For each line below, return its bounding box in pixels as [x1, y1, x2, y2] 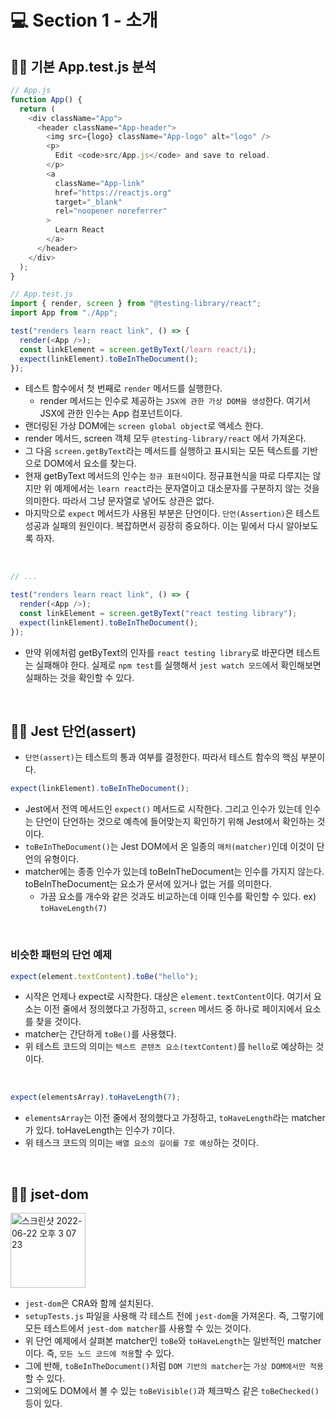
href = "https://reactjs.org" [54, 187, 172, 198]
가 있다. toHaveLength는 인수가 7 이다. [24, 1124, 176, 1136]
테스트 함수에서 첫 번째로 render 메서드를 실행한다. [24, 382, 223, 395]
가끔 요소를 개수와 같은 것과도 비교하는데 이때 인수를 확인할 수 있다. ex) [39, 891, 317, 903]
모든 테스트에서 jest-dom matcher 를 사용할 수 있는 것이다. [24, 1322, 252, 1335]
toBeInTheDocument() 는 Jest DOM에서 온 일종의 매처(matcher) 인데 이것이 [24, 841, 315, 853]
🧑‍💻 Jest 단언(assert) [10, 723, 137, 740]
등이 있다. [24, 1397, 63, 1410]
